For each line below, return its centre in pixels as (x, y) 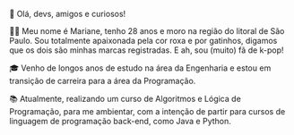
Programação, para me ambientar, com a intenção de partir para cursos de (147, 111)
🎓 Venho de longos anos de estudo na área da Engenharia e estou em (140, 68)
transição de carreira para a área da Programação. (103, 81)
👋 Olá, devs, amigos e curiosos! (68, 14)
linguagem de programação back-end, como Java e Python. (120, 121)
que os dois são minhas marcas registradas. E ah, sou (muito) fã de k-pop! (147, 50)
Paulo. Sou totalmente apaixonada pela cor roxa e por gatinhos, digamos (143, 41)
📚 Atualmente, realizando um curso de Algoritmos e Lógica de (125, 99)
